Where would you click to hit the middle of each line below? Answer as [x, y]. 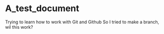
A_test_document [42, 8]
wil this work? [19, 27]
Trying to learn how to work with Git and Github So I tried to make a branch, [82, 22]
